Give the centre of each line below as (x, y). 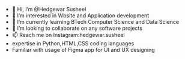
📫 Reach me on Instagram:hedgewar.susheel (68, 35)
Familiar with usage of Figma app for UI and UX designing (83, 50)
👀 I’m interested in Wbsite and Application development (80, 15)
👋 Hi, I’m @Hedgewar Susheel (49, 9)
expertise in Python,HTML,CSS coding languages (73, 44)
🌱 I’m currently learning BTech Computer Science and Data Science (95, 22)
